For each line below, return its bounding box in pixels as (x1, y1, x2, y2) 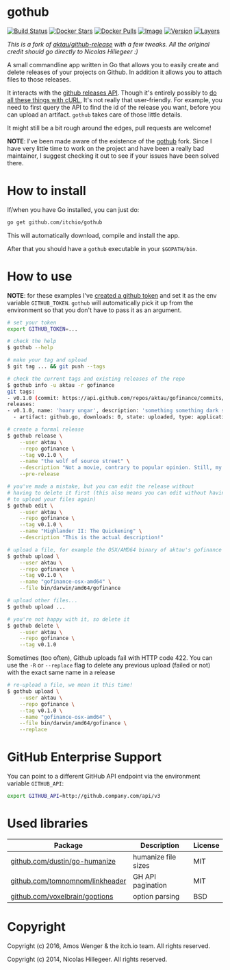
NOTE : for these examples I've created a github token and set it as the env (7, 291, 217, 299)
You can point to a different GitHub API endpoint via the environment (7, 772, 201, 781)
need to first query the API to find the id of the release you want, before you (7, 103, 221, 111)
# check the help (7, 338, 57, 345)
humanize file (133, 852, 177, 862)
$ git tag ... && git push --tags (7, 363, 106, 370)
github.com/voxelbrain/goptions (10, 891, 114, 901)
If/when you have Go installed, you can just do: (7, 205, 140, 213)
